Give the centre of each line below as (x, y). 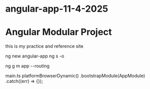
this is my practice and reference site (44, 46)
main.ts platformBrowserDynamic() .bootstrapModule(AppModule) (75, 76)
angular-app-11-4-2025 (57, 9)
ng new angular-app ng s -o (35, 56)
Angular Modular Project (59, 32)
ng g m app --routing (27, 66)
